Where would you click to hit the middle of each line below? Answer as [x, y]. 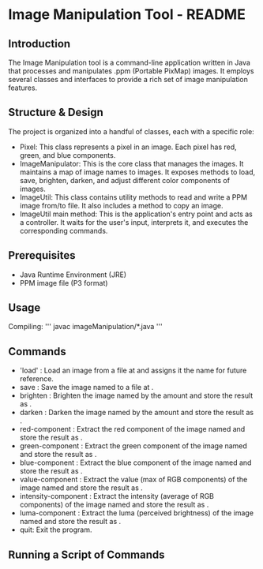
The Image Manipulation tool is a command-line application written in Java [130, 62]
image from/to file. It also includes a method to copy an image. [121, 205]
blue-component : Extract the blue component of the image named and [135, 462]
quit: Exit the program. [56, 530]
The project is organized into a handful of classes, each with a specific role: [131, 131]
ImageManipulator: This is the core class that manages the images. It [131, 163]
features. [23, 88]
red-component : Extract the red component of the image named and [132, 429]
